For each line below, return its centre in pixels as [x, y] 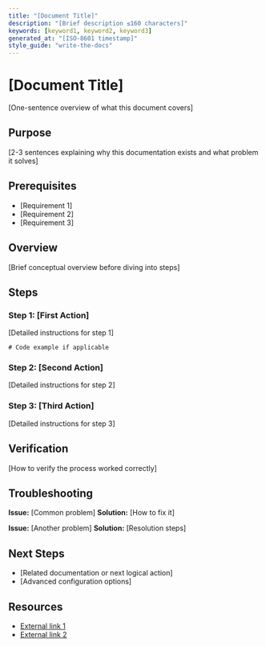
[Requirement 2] [47, 214]
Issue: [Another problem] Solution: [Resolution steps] [97, 528]
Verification [38, 449]
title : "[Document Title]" [53, 16]
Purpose [30, 133]
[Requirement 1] [46, 205]
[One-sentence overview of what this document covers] [101, 108]
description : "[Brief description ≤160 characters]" [98, 23]
